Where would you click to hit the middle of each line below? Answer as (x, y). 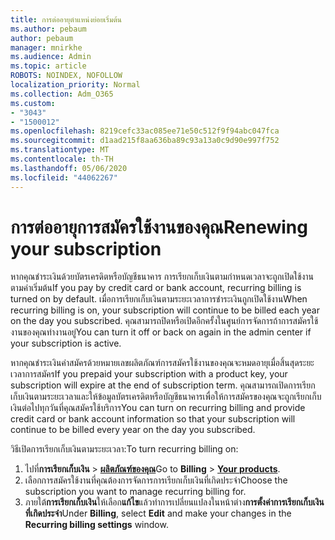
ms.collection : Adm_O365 (62, 94)
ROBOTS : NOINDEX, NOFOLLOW (66, 76)
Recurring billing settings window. (96, 525)
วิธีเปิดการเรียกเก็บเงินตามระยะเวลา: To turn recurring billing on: (124, 449)
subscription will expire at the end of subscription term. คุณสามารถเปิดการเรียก (163, 385)
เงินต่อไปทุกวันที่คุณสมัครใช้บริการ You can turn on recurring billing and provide (158, 408)
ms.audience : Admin (51, 57)
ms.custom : (33, 103)
